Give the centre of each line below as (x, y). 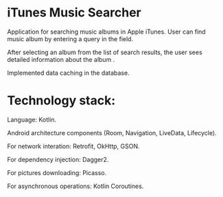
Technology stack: (61, 101)
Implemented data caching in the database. (68, 73)
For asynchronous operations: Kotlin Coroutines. (75, 186)
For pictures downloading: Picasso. (57, 172)
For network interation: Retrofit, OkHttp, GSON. (73, 146)
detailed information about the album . (61, 59)
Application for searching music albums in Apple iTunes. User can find (106, 32)
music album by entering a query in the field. (70, 38)
